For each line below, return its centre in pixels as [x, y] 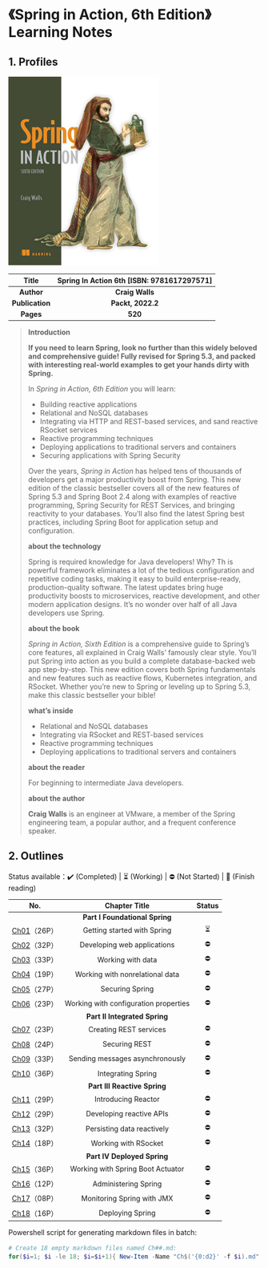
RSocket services [68, 430]
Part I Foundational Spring [127, 918]
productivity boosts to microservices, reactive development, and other [144, 596]
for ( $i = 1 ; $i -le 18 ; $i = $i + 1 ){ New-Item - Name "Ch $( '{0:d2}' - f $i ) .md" [134, 1256]
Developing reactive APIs [127, 1114]
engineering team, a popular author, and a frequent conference [132, 822]
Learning [39, 32]
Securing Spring [127, 989]
